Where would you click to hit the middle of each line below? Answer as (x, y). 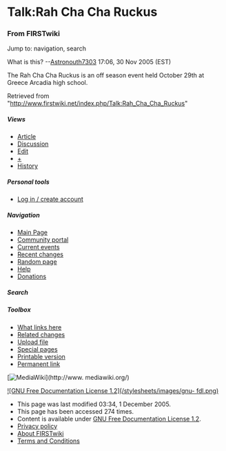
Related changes (41, 334)
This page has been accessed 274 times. (75, 411)
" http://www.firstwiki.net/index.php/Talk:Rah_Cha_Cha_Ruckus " (97, 104)
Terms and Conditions (49, 441)
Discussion (33, 144)
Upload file (33, 342)
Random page (37, 262)
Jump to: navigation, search (47, 48)
